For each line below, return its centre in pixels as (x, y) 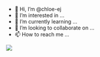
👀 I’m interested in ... (39, 15)
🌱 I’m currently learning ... (46, 21)
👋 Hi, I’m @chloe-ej (38, 9)
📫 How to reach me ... (42, 34)
